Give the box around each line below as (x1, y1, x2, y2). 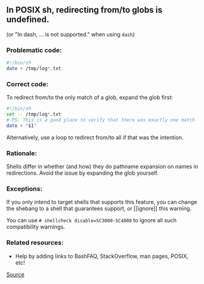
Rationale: (6, 149, 37, 158)
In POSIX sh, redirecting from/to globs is (6, 5, 163, 15)
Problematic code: (6, 46, 62, 54)
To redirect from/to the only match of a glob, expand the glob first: (6, 94, 173, 101)
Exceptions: (6, 184, 43, 193)
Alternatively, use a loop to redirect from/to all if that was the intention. (6, 134, 184, 141)
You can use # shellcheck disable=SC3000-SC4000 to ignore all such (6, 217, 177, 224)
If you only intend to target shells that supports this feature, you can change (6, 198, 197, 206)
